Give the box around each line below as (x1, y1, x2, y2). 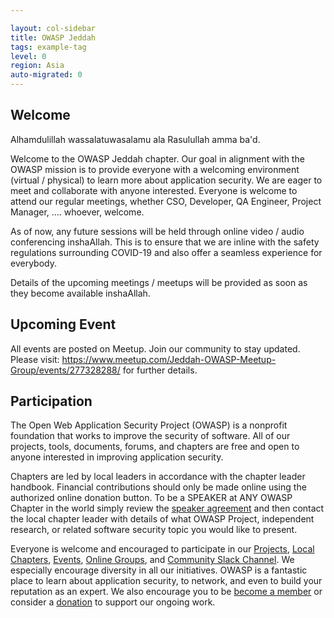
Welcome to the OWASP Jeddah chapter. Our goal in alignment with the (10, 152, 305, 165)
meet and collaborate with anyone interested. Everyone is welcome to (10, 184, 298, 196)
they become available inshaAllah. (10, 287, 151, 299)
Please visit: (10, 353, 60, 365)
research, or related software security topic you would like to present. (10, 524, 298, 536)
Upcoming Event (10, 316, 117, 333)
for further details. (122, 364, 198, 376)
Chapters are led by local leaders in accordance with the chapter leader (10, 471, 306, 483)
